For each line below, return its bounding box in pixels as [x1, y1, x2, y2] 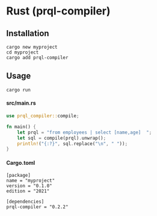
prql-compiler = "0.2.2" [6, 204, 69, 210]
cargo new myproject [6, 44, 58, 50]
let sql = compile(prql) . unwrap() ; [17, 135, 106, 141]
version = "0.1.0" [6, 183, 52, 189]
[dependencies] [6, 199, 45, 205]
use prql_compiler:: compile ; [6, 113, 79, 119]
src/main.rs [6, 99, 36, 106]
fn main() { [6, 123, 36, 130]
